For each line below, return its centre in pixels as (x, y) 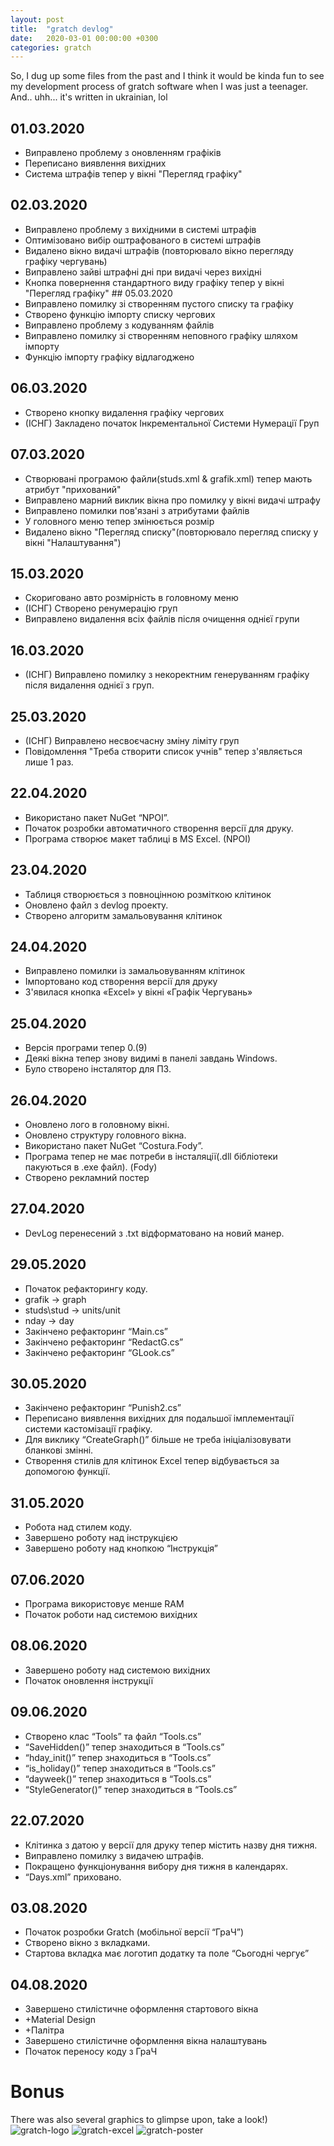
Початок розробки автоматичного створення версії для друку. (159, 828)
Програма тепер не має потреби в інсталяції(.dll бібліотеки (151, 1156)
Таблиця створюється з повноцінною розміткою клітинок (148, 894)
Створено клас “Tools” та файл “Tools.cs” (113, 1736)
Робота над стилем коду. (78, 1527)
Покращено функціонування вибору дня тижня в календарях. (156, 1866)
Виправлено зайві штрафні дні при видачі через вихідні (143, 272)
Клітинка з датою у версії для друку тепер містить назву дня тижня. (171, 1845)
